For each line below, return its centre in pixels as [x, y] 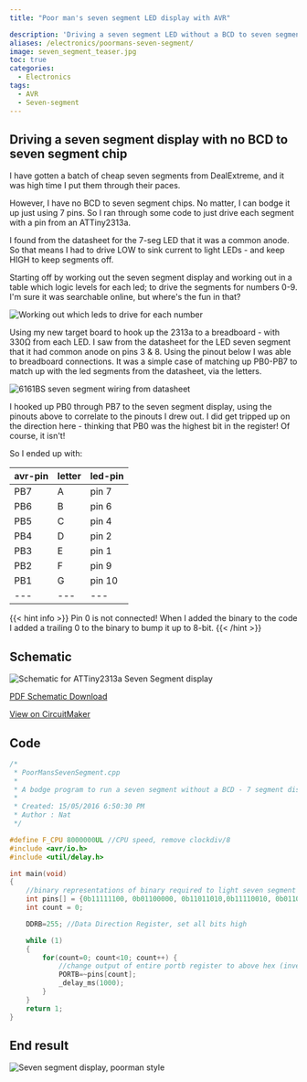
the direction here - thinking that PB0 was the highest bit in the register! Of [150, 426]
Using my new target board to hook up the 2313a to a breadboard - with [145, 332]
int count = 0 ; [55, 908]
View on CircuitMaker [50, 714]
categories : [32, 69]
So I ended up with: [46, 454]
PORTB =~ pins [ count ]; [97, 975]
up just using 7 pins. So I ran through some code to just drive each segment [152, 213]
